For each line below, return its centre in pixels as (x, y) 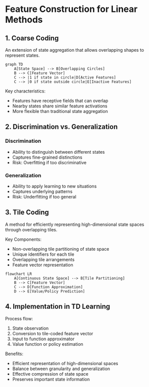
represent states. (23, 55)
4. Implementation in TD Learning (58, 307)
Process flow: (19, 318)
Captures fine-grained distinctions (47, 157)
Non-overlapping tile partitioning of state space (61, 249)
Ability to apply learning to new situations (54, 186)
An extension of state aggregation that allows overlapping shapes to (75, 50)
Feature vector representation (43, 265)
